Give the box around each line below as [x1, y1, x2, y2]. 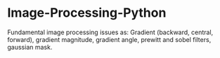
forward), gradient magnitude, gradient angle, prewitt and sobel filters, [7, 35, 212, 43]
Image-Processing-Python [7, 5, 167, 21]
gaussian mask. [7, 43, 53, 51]
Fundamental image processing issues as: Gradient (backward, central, [7, 28, 214, 36]
